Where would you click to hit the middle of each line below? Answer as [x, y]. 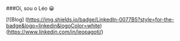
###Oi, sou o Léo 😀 [30, 8]
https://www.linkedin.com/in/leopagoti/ [55, 32]
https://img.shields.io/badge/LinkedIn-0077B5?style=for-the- [101, 19]
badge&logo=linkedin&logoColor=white [53, 26]
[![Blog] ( [17, 19]
